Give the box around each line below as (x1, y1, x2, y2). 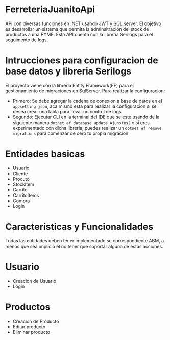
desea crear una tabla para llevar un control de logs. (12, 108, 123, 114)
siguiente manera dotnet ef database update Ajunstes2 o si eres (12, 119, 150, 126)
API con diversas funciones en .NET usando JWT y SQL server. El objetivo (5, 20, 162, 27)
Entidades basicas (5, 148, 85, 160)
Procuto (12, 176, 30, 182)
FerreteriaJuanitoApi (5, 4, 95, 15)
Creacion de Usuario (12, 278, 57, 284)
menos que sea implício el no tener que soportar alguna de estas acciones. (5, 243, 163, 249)
